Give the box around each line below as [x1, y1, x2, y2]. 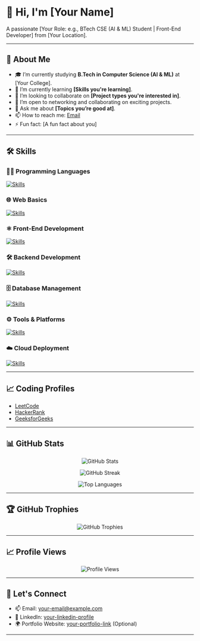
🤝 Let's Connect [6, 588, 67, 599]
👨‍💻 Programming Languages [6, 167, 90, 176]
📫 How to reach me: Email [14, 111, 80, 118]
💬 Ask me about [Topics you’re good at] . [14, 105, 116, 112]
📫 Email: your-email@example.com [14, 605, 103, 612]
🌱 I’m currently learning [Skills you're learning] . [14, 86, 133, 93]
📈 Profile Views [6, 547, 67, 557]
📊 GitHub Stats [6, 439, 64, 449]
